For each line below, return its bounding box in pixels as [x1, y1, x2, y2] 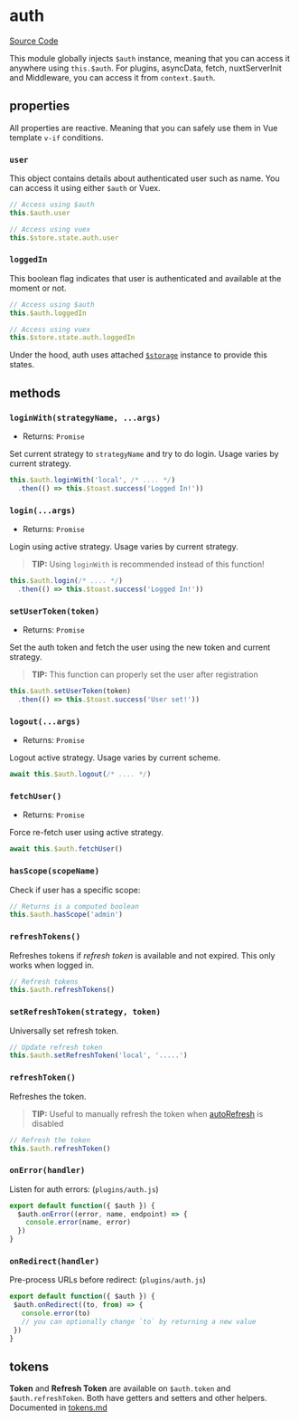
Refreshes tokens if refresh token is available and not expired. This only [9, 949, 276, 960]
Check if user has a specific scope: [9, 884, 141, 895]
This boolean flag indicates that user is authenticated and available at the [9, 272, 282, 283]
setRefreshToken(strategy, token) [9, 1006, 161, 1017]
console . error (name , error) [25, 1218, 131, 1227]
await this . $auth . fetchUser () [9, 844, 124, 854]
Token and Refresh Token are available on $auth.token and [9, 1383, 231, 1394]
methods [9, 386, 61, 401]
